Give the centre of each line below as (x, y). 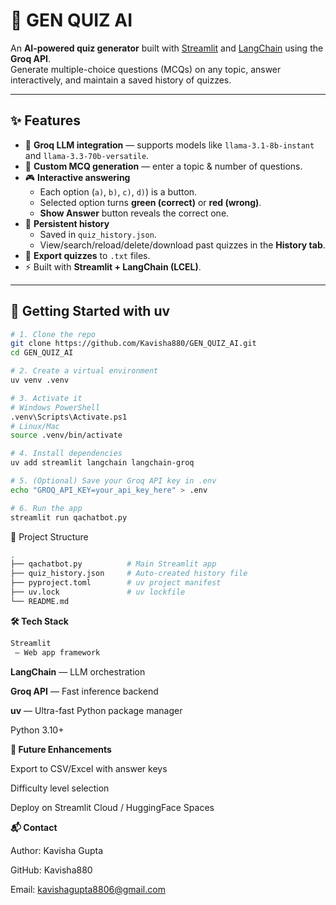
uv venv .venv (40, 380)
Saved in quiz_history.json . (98, 234)
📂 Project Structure (49, 536)
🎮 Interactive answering (77, 177)
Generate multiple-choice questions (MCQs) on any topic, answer (146, 69)
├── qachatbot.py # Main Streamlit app (113, 564)
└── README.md (40, 601)
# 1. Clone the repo (53, 334)
